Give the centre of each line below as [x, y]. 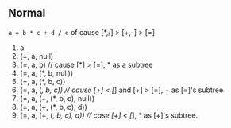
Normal [27, 13]
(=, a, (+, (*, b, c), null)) [57, 98]
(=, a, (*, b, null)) [46, 73]
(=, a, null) [37, 56]
